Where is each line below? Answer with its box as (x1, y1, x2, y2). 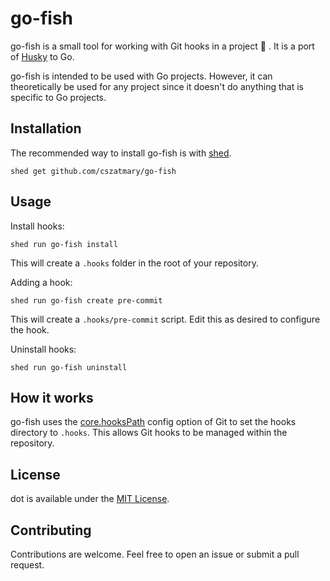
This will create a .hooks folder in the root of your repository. (10, 257, 259, 269)
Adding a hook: (10, 276, 73, 288)
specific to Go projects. (10, 91, 107, 103)
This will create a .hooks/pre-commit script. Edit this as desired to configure (10, 313, 321, 325)
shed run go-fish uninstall (10, 362, 128, 372)
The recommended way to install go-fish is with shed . (10, 147, 232, 159)
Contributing (10, 522, 92, 539)
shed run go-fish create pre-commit (10, 295, 163, 306)
